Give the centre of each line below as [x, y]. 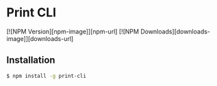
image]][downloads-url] [40, 38]
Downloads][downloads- [175, 31]
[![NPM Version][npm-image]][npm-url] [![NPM [73, 31]
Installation [31, 60]
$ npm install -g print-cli [47, 76]
